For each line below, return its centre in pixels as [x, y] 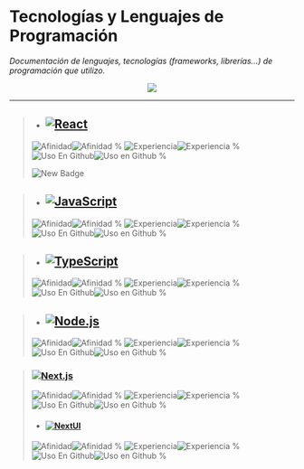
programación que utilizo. [57, 70]
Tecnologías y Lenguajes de [117, 17]
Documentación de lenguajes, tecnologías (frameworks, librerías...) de [141, 61]
